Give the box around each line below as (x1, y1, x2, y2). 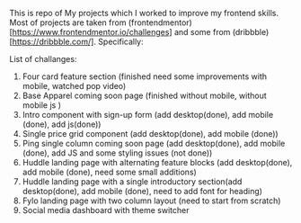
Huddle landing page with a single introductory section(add (22, 176, 243, 187)
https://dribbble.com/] (12, 36, 94, 47)
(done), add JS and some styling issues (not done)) (22, 147, 213, 158)
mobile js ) (22, 100, 61, 111)
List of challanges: (9, 54, 77, 64)
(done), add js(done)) (22, 119, 102, 129)
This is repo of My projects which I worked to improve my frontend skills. (9, 8, 279, 18)
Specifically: (98, 36, 144, 47)
